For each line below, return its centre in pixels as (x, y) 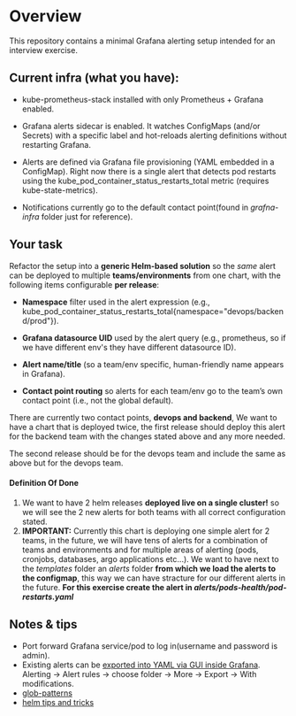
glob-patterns (47, 693)
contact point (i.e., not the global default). (98, 400)
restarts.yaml (48, 597)
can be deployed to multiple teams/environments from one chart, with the (145, 275)
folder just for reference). (87, 216)
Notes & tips (43, 624)
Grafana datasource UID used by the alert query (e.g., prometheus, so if (154, 337)
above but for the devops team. (66, 463)
